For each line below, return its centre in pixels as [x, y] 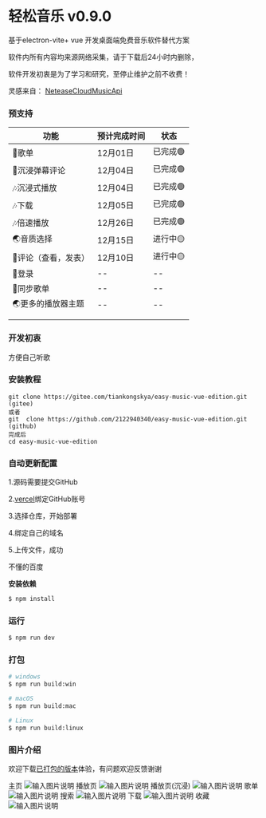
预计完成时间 [121, 136]
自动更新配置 [33, 463]
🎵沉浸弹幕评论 [39, 170]
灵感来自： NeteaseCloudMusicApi [65, 91]
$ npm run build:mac [43, 706]
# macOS [21, 699]
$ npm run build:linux [46, 728]
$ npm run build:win [43, 684]
